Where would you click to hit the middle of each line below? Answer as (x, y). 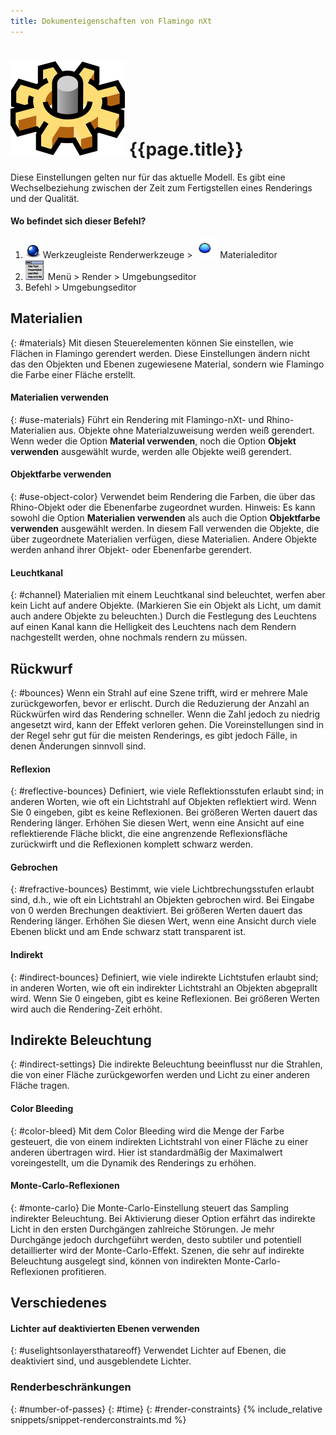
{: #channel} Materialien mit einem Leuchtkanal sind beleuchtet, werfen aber (168, 595)
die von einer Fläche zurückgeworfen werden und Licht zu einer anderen (160, 1075)
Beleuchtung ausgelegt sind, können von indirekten (116, 1261)
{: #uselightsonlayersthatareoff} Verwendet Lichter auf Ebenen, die (148, 1351)
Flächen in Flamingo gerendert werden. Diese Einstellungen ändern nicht (160, 353)
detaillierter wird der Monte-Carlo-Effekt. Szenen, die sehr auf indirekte (157, 1250)
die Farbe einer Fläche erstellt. (73, 374)
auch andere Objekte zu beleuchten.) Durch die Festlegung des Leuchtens (163, 616)
